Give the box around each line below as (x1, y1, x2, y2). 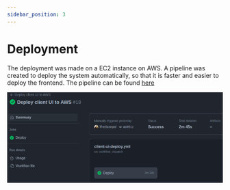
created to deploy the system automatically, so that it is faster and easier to (7, 71, 219, 79)
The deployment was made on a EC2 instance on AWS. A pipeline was (7, 64, 205, 72)
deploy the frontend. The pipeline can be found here (7, 79, 155, 87)
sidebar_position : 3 (7, 11, 66, 18)
